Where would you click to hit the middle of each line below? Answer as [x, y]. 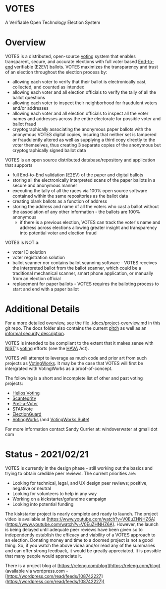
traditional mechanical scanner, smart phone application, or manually [83, 273]
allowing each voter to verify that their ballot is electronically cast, [80, 81]
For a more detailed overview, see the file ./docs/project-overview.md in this [83, 323]
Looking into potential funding [43, 504]
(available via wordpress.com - [37, 571]
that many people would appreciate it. [44, 556]
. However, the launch [136, 524]
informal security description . [35, 333]
